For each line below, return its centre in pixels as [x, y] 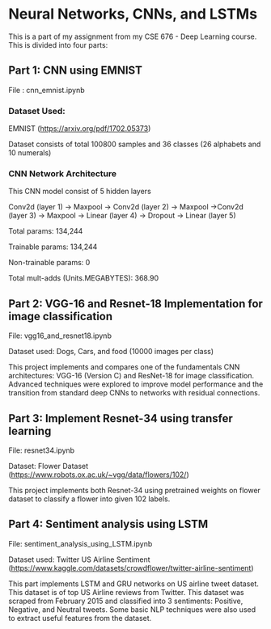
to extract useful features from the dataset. [80, 618]
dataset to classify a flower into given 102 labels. [89, 499]
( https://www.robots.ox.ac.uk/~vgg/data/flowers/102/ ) [99, 475]
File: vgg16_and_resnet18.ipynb [60, 336]
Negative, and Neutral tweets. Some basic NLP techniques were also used [132, 609]
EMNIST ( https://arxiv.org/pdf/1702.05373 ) [80, 129]
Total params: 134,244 [46, 231]
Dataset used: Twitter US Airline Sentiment [80, 559]
